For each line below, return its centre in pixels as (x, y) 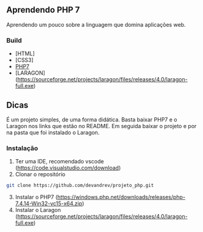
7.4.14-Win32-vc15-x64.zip (48, 203)
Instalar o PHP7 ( (36, 197)
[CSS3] (24, 60)
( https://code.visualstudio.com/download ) (68, 168)
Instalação (22, 148)
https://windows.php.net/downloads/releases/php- (121, 197)
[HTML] (25, 53)
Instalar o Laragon (38, 210)
